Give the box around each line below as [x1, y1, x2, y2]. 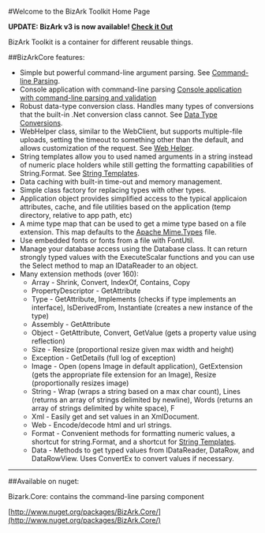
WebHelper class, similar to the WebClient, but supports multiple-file [19, 126, 243, 136]
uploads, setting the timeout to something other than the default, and [19, 135, 244, 145]
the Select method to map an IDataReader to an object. [19, 261, 199, 270]
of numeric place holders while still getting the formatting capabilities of [19, 160, 254, 169]
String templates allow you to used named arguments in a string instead [19, 152, 253, 161]
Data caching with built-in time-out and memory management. [19, 177, 222, 186]
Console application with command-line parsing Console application [19, 84, 242, 94]
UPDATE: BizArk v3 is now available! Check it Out [8, 22, 174, 31]
